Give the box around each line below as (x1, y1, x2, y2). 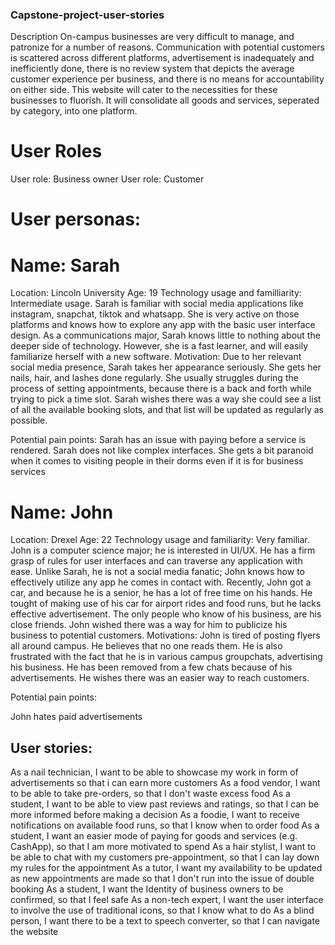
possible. (10, 414, 48, 427)
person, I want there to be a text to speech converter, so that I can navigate (10, 915, 321, 927)
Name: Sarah (10, 254, 121, 277)
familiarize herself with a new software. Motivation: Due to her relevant (10, 351, 302, 363)
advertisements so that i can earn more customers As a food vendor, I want (10, 777, 321, 789)
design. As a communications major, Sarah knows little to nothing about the (10, 329, 321, 342)
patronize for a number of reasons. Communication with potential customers (10, 41, 325, 53)
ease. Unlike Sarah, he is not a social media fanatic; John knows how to (10, 566, 305, 578)
